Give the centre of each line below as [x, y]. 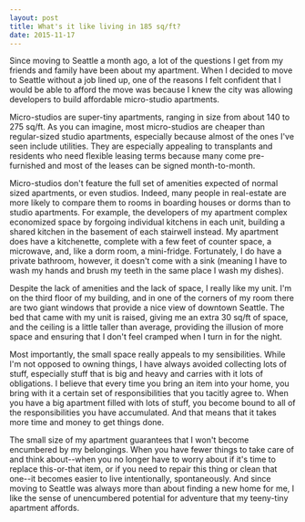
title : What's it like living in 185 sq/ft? [95, 26]
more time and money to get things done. [87, 423]
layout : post [34, 18]
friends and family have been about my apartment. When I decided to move [151, 70]
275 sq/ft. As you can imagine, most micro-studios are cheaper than [137, 127]
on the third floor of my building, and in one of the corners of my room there [152, 298]
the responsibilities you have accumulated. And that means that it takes [143, 412]
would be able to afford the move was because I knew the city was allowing [151, 90]
